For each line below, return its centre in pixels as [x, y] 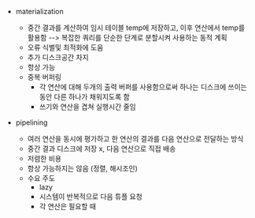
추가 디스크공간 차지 [58, 57]
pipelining [31, 122]
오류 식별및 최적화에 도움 [65, 47]
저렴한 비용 [44, 158]
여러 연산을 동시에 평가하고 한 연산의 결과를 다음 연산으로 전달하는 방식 [135, 139]
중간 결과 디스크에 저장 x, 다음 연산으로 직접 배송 [102, 148]
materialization [40, 11]
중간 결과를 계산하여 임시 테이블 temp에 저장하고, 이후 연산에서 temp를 [136, 28]
